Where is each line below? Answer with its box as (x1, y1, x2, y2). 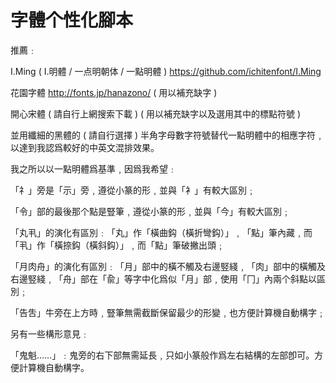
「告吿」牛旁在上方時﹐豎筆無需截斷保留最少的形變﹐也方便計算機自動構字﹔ (10, 306, 326, 318)
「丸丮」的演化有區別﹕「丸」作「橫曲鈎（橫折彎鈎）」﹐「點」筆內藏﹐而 (10, 226, 313, 238)
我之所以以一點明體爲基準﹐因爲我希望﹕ (10, 162, 177, 175)
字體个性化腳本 (10, 9, 134, 32)
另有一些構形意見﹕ (10, 327, 90, 340)
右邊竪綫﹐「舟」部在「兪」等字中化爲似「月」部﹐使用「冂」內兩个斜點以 (10, 272, 317, 285)
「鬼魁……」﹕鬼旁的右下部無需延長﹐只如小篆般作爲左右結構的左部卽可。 (10, 349, 315, 361)
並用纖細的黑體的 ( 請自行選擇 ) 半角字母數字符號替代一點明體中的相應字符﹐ (10, 129, 325, 141)
